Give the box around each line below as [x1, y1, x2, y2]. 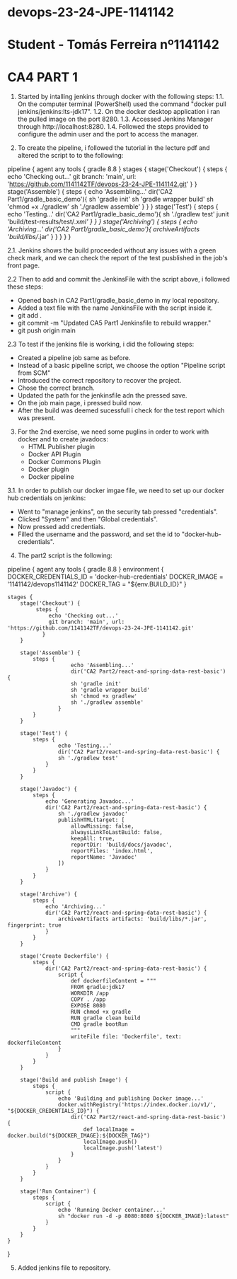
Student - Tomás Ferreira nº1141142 [7, 37, 219, 53]
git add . [17, 311, 42, 320]
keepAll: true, [70, 835, 115, 843]
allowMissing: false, [70, 823, 134, 830]
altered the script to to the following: [17, 151, 124, 160]
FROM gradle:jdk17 [70, 984, 125, 991]
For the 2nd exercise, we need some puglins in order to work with [17, 427, 209, 436]
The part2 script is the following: [17, 551, 113, 560]
